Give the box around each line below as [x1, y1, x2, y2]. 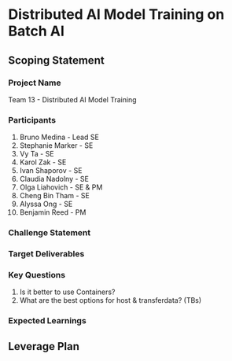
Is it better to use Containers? [19, 287, 116, 297]
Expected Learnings [8, 315, 87, 326]
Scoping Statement [8, 53, 105, 67]
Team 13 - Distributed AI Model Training [8, 94, 137, 104]
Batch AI [8, 22, 65, 40]
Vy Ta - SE [19, 149, 54, 159]
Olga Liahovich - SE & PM [19, 182, 103, 192]
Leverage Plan [8, 340, 80, 353]
